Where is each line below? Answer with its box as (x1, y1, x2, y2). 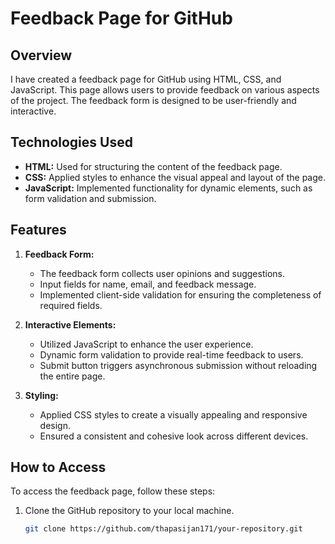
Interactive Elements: (24, 318, 117, 331)
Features (10, 222, 67, 239)
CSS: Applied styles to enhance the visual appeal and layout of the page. (24, 171, 327, 183)
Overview (10, 47, 73, 64)
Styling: (24, 389, 59, 401)
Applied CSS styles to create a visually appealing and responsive (39, 408, 308, 421)
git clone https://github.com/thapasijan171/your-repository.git (24, 524, 303, 534)
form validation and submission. (24, 192, 157, 204)
